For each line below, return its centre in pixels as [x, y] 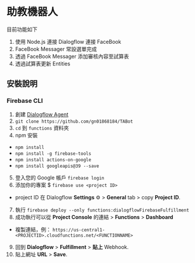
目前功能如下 [22, 29]
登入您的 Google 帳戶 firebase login [60, 177]
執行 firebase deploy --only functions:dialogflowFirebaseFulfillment [102, 210]
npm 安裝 [26, 135]
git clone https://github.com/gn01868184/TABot [74, 121]
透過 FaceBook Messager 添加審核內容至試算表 [72, 56]
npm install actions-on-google [53, 160]
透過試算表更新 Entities [43, 63]
